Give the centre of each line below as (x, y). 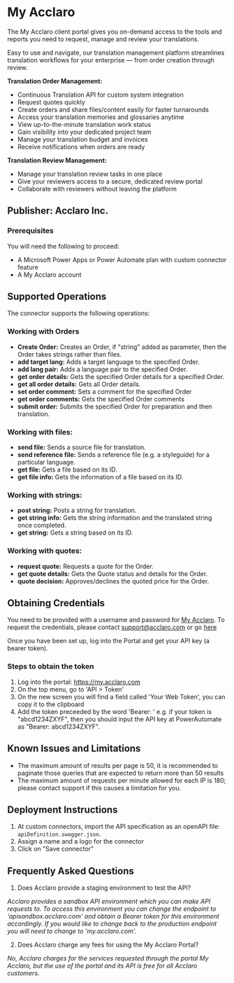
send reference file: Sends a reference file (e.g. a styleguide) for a (113, 455)
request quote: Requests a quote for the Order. (85, 566)
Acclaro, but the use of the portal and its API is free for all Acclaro (102, 966)
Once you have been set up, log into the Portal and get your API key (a (108, 641)
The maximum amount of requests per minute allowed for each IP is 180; (122, 780)
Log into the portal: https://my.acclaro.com (79, 682)
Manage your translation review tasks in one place (90, 174)
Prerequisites (30, 231)
